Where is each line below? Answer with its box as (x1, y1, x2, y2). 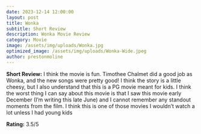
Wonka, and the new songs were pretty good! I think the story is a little (6, 77, 182, 84)
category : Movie (6, 37, 47, 43)
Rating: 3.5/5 (6, 120, 39, 127)
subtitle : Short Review (6, 25, 66, 32)
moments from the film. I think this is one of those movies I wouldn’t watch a (6, 102, 196, 109)
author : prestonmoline (6, 54, 63, 60)
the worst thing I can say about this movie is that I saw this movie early (6, 89, 182, 97)
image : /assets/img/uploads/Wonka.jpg (6, 43, 104, 49)
